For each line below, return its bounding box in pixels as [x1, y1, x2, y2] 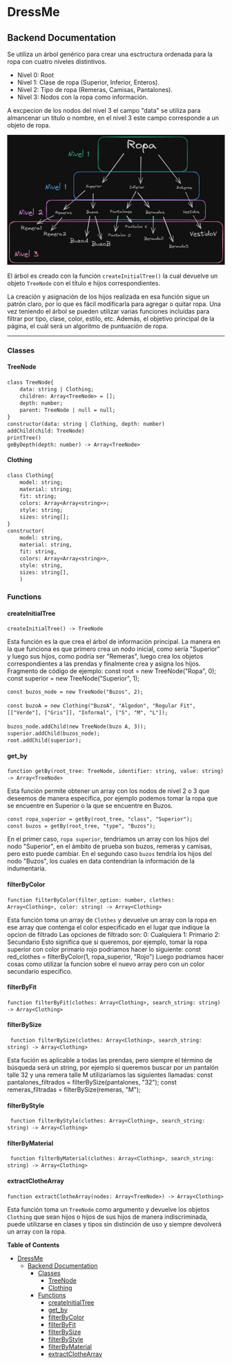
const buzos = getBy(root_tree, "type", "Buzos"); [7, 823, 156, 830]
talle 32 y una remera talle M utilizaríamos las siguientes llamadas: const [7, 1071, 213, 1079]
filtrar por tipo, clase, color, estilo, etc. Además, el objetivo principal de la [7, 314, 215, 323]
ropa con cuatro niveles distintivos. [7, 57, 107, 66]
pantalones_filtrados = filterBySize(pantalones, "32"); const [7, 1078, 177, 1086]
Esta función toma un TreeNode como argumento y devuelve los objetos [7, 1205, 210, 1213]
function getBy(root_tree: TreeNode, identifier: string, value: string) [7, 768, 224, 775]
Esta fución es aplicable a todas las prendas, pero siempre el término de [7, 1056, 213, 1064]
